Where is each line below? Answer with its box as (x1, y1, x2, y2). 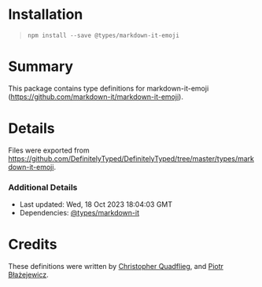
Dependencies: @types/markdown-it (19, 208, 140, 218)
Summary (8, 57, 73, 75)
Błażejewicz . (8, 270, 49, 280)
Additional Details (8, 182, 78, 193)
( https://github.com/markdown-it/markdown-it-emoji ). (8, 92, 183, 101)
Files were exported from (8, 145, 90, 155)
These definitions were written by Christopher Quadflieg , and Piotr (8, 262, 224, 271)
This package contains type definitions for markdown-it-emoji (8, 83, 209, 93)
